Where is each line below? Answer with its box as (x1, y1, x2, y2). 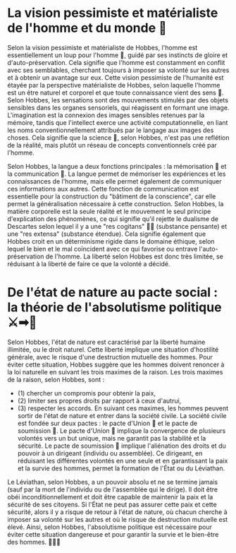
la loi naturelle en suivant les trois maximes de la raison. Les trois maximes (7, 367, 223, 376)
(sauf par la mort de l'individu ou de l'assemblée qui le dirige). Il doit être (7, 485, 218, 494)
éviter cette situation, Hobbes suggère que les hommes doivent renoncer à (7, 360, 225, 369)
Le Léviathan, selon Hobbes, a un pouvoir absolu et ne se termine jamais (7, 477, 218, 486)
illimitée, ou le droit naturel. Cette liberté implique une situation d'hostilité (7, 345, 219, 354)
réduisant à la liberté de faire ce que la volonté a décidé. (7, 259, 170, 268)
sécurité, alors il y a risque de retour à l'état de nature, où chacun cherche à (7, 507, 228, 516)
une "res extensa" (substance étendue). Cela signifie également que (7, 230, 206, 238)
